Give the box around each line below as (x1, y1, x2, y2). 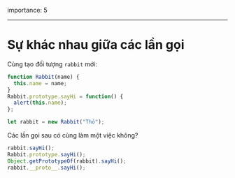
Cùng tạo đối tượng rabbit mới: (7, 59, 98, 68)
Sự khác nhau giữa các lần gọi (7, 37, 185, 53)
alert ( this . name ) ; (13, 99, 68, 107)
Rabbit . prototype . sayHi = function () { (7, 93, 124, 100)
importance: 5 (7, 6, 48, 14)
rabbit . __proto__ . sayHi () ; (7, 164, 86, 171)
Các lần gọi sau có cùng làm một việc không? (7, 131, 138, 140)
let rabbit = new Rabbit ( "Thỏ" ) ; (7, 119, 105, 126)
